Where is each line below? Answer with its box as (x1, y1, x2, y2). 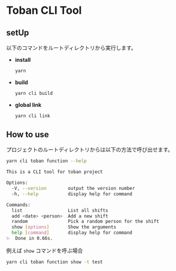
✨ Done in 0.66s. (6, 236, 53, 242)
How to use (6, 130, 49, 140)
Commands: (6, 202, 31, 208)
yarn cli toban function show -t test (6, 259, 103, 265)
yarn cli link (14, 112, 50, 119)
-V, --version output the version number (11, 186, 135, 192)
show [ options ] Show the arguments (11, 224, 117, 230)
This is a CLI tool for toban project (6, 169, 103, 175)
